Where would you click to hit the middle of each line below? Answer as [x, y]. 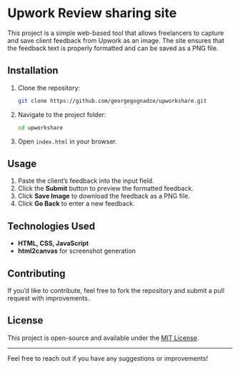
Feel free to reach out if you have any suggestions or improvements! [108, 358]
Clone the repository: [49, 88]
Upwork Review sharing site [92, 13]
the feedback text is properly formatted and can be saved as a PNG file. [113, 48]
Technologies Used [51, 226]
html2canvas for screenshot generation [77, 251]
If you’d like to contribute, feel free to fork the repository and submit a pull [116, 290]
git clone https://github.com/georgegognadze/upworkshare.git [112, 101]
